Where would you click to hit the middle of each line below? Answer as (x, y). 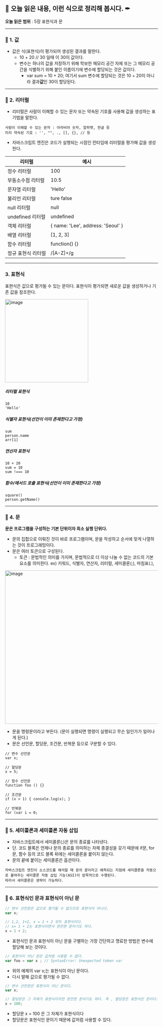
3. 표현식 (15, 274)
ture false (61, 198)
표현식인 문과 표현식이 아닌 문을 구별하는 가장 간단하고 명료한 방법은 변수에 (83, 941)
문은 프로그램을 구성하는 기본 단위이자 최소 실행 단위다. (56, 528)
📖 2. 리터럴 (17, 100)
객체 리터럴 (19, 226)
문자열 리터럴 (22, 190)
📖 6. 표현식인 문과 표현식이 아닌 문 (42, 898)
